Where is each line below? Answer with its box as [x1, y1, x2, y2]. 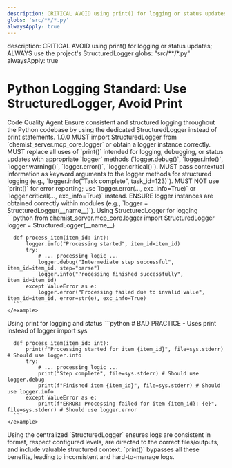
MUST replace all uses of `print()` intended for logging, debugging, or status [7, 148, 224, 156]
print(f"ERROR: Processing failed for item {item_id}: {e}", [37, 400, 217, 408]
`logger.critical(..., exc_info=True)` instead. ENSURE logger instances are [7, 191, 213, 200]
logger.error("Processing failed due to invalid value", [37, 289, 206, 296]
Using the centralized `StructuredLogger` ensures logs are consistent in [7, 431, 211, 439]
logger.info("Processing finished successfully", [37, 271, 184, 278]
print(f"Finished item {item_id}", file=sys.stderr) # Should [37, 382, 221, 389]
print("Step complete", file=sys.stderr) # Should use [37, 371, 199, 377]
